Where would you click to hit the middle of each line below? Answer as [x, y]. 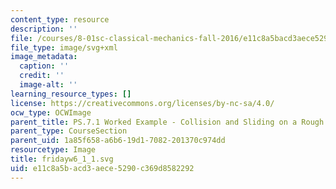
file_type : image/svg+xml [64, 47]
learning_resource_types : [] [71, 94]
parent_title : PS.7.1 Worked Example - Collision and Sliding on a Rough [167, 122]
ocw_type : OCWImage [51, 112]
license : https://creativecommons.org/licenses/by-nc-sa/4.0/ [142, 103]
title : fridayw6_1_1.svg [62, 159]
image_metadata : [44, 57]
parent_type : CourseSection [69, 131]
